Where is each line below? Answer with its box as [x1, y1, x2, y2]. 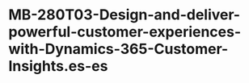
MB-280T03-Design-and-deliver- [8, 6, 241, 24]
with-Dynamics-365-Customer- [8, 40, 229, 58]
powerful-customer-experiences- [8, 23, 242, 41]
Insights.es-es [8, 57, 108, 76]
